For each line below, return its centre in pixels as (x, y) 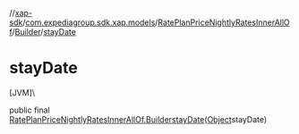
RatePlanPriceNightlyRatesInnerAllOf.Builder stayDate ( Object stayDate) (138, 119)
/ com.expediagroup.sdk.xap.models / (90, 22)
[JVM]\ (22, 92)
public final (30, 110)
